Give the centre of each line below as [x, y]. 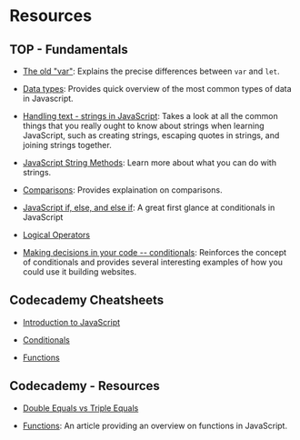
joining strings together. [67, 145]
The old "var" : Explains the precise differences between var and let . [151, 71]
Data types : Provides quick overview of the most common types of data [157, 89]
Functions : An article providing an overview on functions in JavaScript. [155, 425]
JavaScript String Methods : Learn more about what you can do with [150, 163]
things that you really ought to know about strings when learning [144, 125]
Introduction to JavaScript [71, 322]
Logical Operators [56, 235]
